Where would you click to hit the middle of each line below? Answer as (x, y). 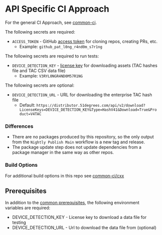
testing (19, 222)
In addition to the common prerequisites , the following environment (72, 203)
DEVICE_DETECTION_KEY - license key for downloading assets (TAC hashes (85, 65)
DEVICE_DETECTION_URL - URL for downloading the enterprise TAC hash (82, 95)
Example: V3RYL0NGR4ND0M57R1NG (51, 76)
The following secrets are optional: (40, 85)
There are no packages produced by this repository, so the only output (83, 137)
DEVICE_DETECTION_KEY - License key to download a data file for (79, 217)
